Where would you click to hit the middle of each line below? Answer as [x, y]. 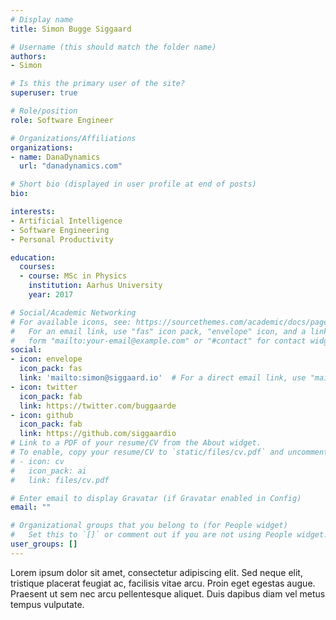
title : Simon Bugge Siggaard [71, 29]
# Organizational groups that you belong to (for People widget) [149, 526]
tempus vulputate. [47, 604]
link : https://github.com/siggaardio [98, 434]
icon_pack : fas [51, 369]
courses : [37, 267]
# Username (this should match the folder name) [113, 47]
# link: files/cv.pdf [60, 480]
